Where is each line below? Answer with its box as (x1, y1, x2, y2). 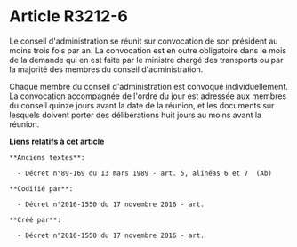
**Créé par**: (9, 215, 62, 224)
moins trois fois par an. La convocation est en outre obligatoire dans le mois (9, 44, 287, 55)
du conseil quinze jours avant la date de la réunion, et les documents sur (9, 100, 275, 110)
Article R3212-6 (9, 6, 129, 27)
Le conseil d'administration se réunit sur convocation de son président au (9, 36, 278, 46)
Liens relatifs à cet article (9, 136, 105, 147)
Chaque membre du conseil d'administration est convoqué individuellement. (9, 81, 289, 92)
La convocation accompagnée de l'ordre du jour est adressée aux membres (9, 91, 287, 101)
